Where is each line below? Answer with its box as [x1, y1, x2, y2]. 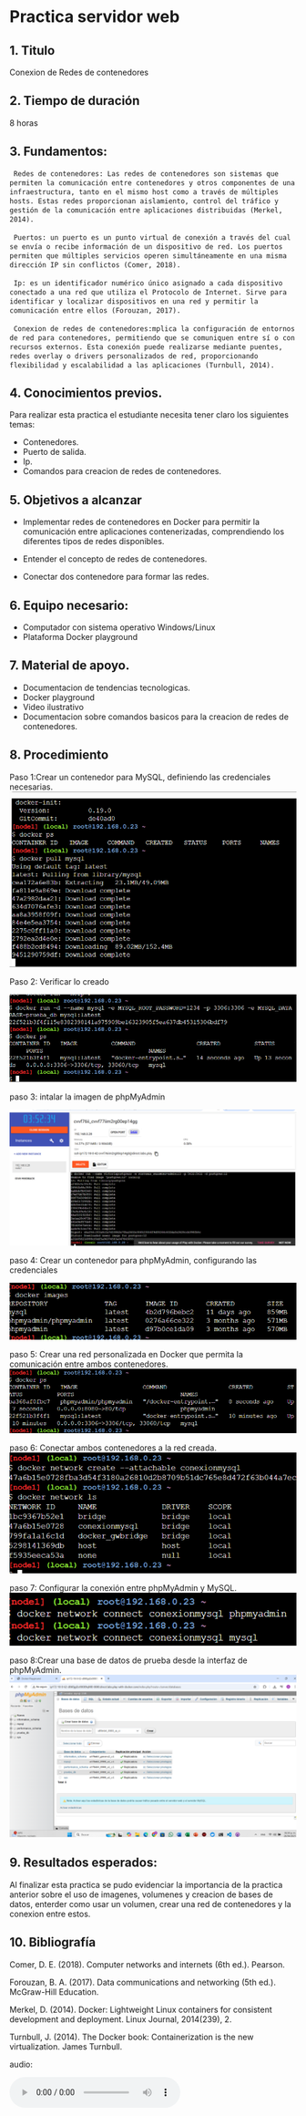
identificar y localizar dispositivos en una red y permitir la [9, 296, 259, 306]
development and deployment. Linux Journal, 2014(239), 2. [9, 2013, 232, 2025]
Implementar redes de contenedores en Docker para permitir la [22, 517, 260, 528]
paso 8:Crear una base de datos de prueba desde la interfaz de [9, 1655, 248, 1666]
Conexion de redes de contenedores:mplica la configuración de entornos [13, 324, 296, 334]
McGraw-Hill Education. [9, 1986, 99, 1997]
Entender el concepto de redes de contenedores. [22, 553, 208, 564]
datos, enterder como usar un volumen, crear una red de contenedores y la [9, 1898, 291, 1909]
